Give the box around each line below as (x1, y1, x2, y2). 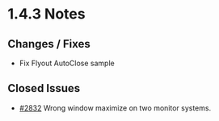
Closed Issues (7, 81, 81, 95)
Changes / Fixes (7, 37, 91, 51)
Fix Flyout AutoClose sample (19, 58, 115, 68)
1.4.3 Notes (7, 5, 86, 23)
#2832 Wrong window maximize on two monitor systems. (19, 102, 212, 113)
